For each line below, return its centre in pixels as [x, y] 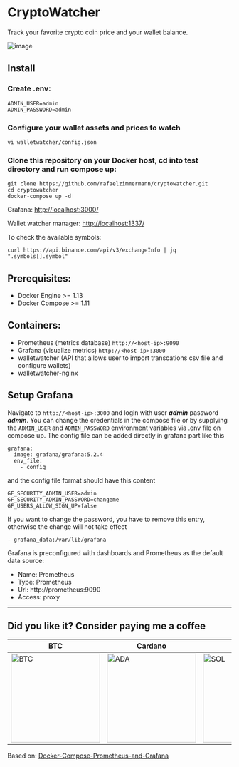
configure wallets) [44, 365]
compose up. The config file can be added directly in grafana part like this [116, 435]
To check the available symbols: [54, 237]
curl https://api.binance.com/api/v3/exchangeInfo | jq [92, 250]
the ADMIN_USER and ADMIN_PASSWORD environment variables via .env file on [114, 428]
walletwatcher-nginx [48, 373]
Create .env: [29, 88]
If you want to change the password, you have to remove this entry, [106, 519]
